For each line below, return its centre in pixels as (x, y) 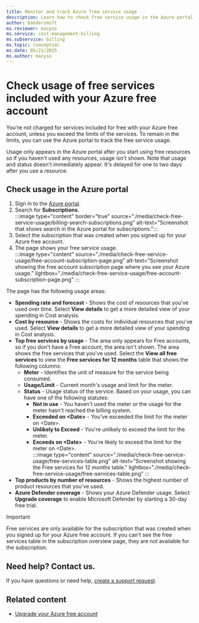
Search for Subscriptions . (47, 210)
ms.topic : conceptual (33, 45)
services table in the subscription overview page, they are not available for (98, 541)
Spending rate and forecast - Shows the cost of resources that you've (102, 303)
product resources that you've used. (59, 486)
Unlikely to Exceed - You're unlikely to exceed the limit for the (109, 429)
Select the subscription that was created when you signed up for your (100, 235)
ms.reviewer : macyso (32, 28)
